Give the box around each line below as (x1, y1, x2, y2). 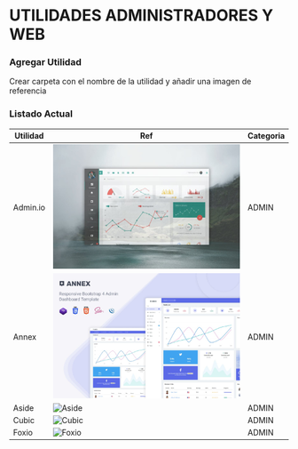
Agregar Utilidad (9, 56, 82, 68)
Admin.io (12, 202, 46, 212)
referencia (9, 85, 47, 96)
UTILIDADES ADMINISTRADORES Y (9, 5, 273, 26)
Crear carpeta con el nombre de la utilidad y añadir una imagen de (9, 76, 252, 87)
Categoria (247, 131, 286, 141)
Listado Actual (9, 108, 74, 120)
